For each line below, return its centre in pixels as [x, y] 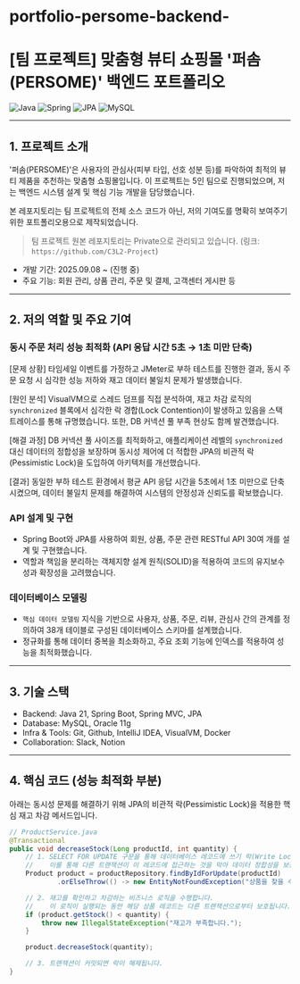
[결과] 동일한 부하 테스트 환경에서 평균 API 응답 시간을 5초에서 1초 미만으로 [139, 481]
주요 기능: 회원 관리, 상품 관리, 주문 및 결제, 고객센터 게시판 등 [129, 280]
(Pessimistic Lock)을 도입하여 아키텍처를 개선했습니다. [105, 463]
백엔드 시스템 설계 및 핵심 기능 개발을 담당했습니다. [106, 192]
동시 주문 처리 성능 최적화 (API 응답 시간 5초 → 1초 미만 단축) [131, 347]
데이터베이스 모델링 [48, 597]
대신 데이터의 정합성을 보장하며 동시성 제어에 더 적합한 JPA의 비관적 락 [132, 451]
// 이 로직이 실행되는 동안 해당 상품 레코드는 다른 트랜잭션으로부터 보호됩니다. [158, 906]
